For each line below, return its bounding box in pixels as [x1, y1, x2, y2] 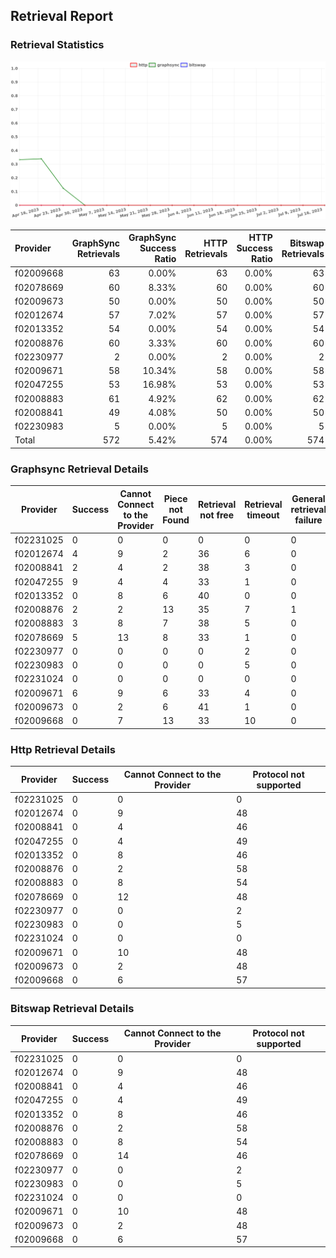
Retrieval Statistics [10, 38, 105, 52]
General [291, 493, 326, 505]
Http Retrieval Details [10, 742, 116, 756]
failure [294, 514, 323, 526]
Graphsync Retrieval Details [10, 462, 149, 476]
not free [199, 509, 234, 521]
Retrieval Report [10, 8, 114, 25]
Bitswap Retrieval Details [10, 1002, 135, 1016]
